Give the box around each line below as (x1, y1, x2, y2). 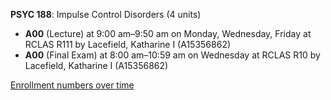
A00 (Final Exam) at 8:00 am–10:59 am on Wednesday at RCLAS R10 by (24, 49, 321, 61)
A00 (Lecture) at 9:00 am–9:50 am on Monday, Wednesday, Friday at (24, 28, 312, 39)
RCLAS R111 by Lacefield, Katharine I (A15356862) (24, 39, 232, 50)
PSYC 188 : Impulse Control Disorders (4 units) (10, 9, 202, 20)
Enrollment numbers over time (10, 79, 135, 91)
